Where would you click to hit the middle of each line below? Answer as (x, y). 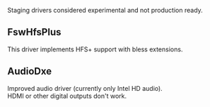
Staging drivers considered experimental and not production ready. (105, 10)
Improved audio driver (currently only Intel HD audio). (85, 88)
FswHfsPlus (34, 32)
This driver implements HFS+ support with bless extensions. (95, 49)
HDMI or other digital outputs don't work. (67, 96)
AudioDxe (29, 71)
